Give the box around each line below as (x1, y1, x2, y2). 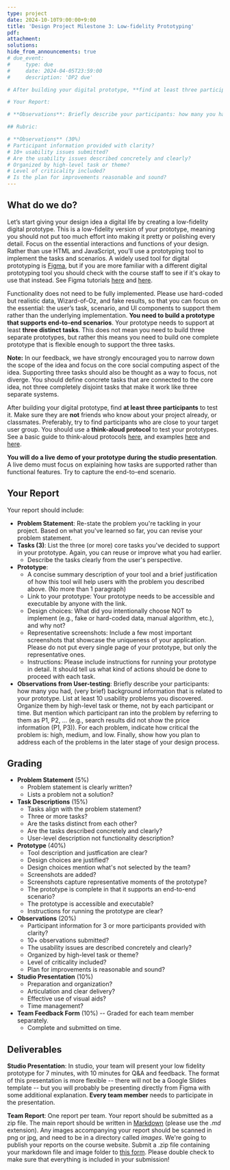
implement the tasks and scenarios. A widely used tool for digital (7, 254, 190, 262)
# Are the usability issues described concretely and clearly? (7, 155, 192, 162)
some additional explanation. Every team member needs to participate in (7, 1091, 214, 1099)
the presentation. (7, 1099, 55, 1107)
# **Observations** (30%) (7, 136, 81, 143)
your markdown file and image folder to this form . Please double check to (7, 1148, 214, 1156)
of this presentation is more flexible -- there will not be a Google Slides (7, 1077, 207, 1085)
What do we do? (7, 200, 77, 211)
